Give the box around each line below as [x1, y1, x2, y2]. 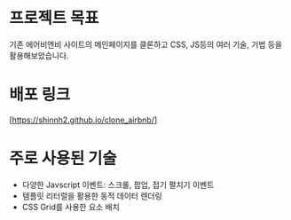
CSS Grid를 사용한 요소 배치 [21, 201, 120, 212]
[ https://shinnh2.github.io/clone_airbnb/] [9, 114, 158, 125]
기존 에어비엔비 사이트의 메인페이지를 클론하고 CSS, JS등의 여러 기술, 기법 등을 [9, 39, 282, 50]
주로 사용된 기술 [9, 148, 117, 169]
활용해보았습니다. [9, 50, 69, 60]
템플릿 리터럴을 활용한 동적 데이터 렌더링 [21, 190, 162, 200]
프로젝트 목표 [9, 8, 99, 28]
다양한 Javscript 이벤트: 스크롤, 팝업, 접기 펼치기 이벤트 [21, 179, 215, 190]
